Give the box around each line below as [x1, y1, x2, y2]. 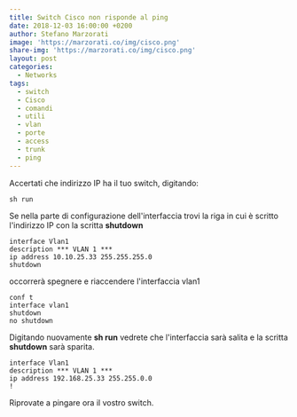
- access [17, 137, 50, 146]
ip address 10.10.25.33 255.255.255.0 [9, 252, 152, 262]
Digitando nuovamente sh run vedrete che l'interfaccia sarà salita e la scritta [9, 332, 288, 342]
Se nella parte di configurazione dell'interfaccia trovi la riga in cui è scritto [9, 210, 279, 221]
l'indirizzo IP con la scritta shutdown [9, 219, 144, 231]
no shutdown [9, 316, 53, 325]
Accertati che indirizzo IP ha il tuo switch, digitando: [9, 177, 199, 188]
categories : [9, 63, 53, 72]
